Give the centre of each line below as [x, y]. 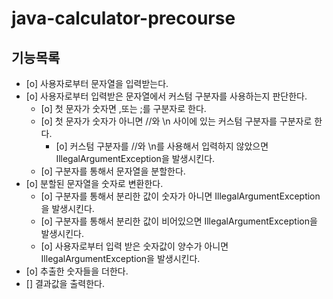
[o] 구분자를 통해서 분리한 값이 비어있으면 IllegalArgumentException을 [179, 221]
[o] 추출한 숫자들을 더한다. [77, 271]
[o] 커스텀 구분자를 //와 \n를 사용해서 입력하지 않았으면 [162, 146]
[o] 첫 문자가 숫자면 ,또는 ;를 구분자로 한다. [123, 108]
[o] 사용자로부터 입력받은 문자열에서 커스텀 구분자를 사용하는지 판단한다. [166, 96]
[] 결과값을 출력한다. [65, 283]
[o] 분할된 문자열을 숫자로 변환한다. [94, 183]
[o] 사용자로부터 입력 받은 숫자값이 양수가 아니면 [134, 246]
